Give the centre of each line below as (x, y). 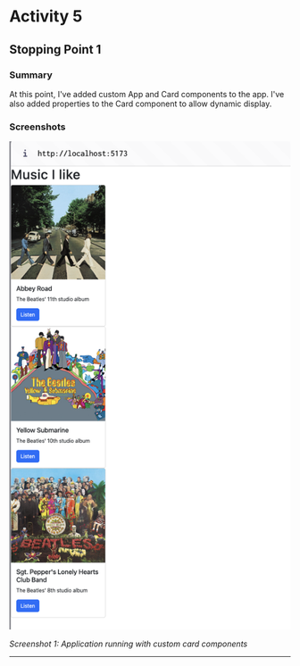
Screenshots (37, 127)
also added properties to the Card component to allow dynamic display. (141, 104)
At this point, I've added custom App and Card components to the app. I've (147, 94)
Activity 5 (46, 17)
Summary (31, 75)
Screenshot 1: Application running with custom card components (129, 644)
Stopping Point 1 (55, 50)
